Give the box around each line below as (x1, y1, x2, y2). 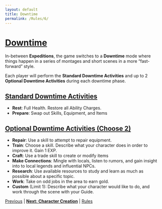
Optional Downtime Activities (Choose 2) (5, 124, 131, 133)
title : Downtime (5, 12, 38, 17)
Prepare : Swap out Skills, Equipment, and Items (12, 110, 108, 116)
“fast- (138, 58, 150, 64)
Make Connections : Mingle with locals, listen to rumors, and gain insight (12, 157, 158, 163)
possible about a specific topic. (12, 173, 75, 179)
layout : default (5, 7, 38, 12)
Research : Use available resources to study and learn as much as (12, 168, 144, 174)
